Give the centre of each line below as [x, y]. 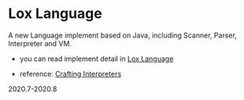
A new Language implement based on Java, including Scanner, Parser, [123, 35]
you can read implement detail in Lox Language [96, 59]
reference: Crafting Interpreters [70, 73]
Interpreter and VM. [40, 43]
